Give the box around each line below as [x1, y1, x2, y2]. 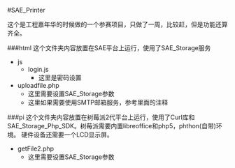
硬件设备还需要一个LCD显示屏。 [20, 130, 113, 139]
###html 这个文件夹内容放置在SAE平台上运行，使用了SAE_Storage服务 [7, 44, 211, 52]
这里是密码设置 [38, 73, 82, 82]
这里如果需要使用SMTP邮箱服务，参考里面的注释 [27, 98, 169, 107]
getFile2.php [17, 144, 55, 153]
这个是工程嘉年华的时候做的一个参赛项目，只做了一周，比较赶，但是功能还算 [7, 20, 228, 29]
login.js [27, 66, 49, 73]
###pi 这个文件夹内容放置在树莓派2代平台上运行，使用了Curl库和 [7, 113, 195, 121]
